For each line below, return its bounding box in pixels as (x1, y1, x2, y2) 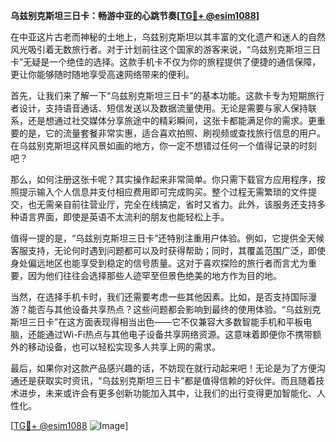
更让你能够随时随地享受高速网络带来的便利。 (10, 69, 195, 80)
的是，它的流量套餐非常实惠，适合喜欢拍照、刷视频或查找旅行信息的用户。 (18, 127, 326, 139)
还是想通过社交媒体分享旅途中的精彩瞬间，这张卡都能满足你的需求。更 (27, 115, 317, 126)
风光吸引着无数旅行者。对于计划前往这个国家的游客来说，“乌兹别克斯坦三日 (10, 44, 322, 55)
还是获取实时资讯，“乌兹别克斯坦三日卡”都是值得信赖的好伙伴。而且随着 (18, 375, 317, 386)
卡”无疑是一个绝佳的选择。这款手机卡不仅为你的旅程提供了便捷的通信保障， (10, 56, 322, 68)
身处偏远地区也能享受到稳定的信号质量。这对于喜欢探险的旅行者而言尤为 (10, 257, 308, 269)
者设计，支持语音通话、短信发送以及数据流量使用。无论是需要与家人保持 (10, 102, 308, 114)
